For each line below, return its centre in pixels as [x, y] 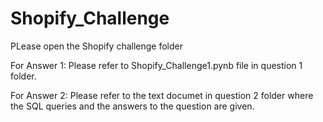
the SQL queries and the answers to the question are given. [132, 106]
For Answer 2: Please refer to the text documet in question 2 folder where [162, 95]
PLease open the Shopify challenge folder [97, 46]
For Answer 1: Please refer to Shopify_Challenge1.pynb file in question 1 [156, 65]
